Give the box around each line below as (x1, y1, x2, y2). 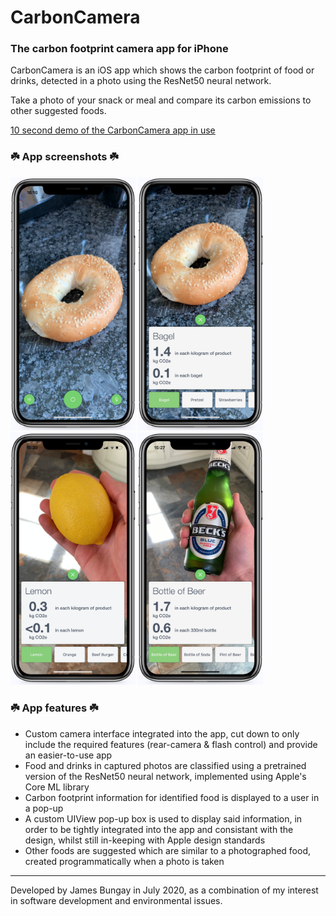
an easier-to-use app (24, 749, 113, 761)
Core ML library (24, 781, 90, 793)
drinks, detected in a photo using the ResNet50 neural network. (10, 75, 272, 87)
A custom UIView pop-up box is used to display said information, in (24, 812, 303, 825)
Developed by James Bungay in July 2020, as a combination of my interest (10, 884, 319, 896)
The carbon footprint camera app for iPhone (10, 42, 229, 56)
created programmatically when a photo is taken (24, 855, 225, 867)
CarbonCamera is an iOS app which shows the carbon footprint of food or (10, 64, 315, 76)
